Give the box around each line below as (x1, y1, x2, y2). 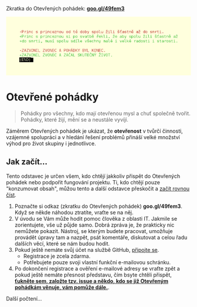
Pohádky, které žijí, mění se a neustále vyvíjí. (20, 116, 129, 123)
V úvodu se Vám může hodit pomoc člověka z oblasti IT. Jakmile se (14, 215, 178, 222)
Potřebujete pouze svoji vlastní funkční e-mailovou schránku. (23, 258, 171, 266)
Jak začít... (6, 157, 48, 167)
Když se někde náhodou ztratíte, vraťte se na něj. (14, 208, 134, 216)
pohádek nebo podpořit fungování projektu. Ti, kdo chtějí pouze (6, 178, 160, 185)
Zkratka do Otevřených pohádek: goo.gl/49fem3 (6, 5, 125, 12)
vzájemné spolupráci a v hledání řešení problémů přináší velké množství (6, 133, 180, 140)
